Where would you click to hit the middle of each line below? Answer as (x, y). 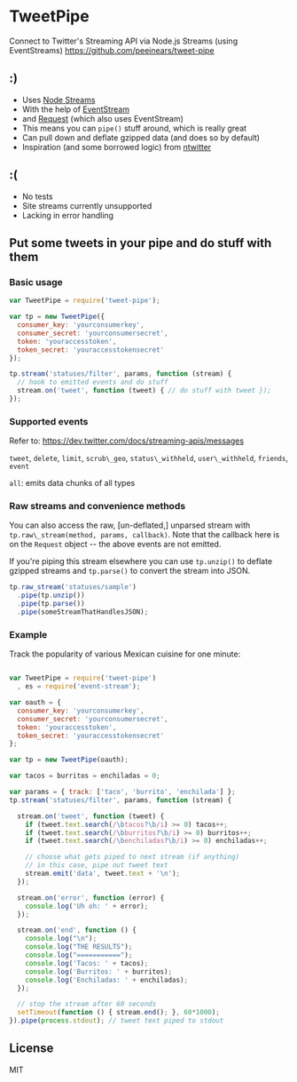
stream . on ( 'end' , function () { (77, 930)
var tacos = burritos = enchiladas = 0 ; (85, 776)
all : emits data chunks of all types (72, 483)
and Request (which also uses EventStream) (103, 118)
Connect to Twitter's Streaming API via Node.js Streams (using (123, 41)
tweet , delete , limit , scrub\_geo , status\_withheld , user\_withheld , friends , (148, 458)
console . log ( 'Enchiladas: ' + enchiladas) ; (107, 980)
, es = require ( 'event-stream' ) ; (79, 687)
